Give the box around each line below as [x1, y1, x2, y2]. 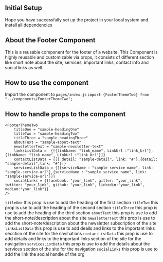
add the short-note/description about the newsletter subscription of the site [5, 220, 157, 226]
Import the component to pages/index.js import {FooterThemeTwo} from [5, 92, 149, 97]
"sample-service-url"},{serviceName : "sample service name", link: [5, 170, 147, 175]
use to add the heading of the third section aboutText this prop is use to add [5, 210, 157, 216]
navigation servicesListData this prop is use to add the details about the [5, 241, 150, 247]
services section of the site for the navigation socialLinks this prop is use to [5, 246, 158, 252]
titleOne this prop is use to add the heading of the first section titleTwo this [5, 200, 158, 206]
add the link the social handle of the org [5, 251, 85, 257]
